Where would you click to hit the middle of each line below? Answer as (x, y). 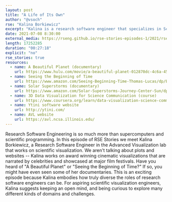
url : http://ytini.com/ (40, 110)
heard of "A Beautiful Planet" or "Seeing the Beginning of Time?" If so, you (84, 166)
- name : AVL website (32, 115)
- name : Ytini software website (45, 105)
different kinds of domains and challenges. (50, 194)
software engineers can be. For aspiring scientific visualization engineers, (83, 183)
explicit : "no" (21, 53)
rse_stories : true (25, 58)
